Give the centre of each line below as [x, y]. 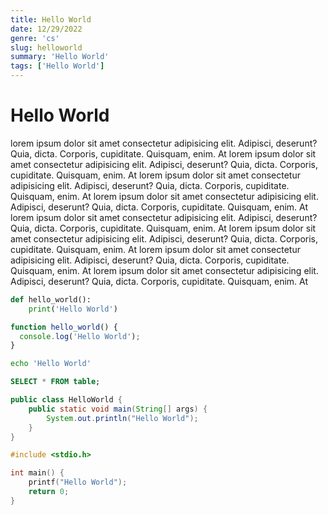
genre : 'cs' [35, 38]
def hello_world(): [51, 299]
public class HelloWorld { [66, 400]
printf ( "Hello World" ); [78, 482]
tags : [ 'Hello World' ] [57, 66]
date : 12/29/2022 [46, 29]
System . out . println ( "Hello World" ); [122, 418]
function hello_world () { [64, 327]
